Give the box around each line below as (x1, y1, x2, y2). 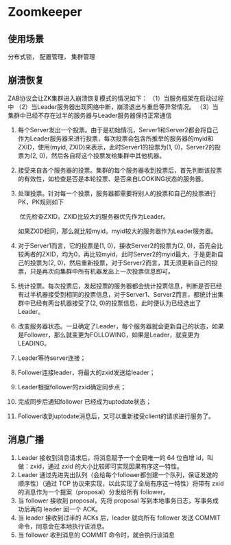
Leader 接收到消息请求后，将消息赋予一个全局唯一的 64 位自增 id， (17, 453, 208, 461)
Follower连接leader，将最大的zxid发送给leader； (17, 368, 156, 376)
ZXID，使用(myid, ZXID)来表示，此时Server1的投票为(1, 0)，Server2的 (17, 143, 215, 151)
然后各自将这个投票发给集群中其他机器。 (51, 152, 166, 160)
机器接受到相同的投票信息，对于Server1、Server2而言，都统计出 (36, 290, 218, 298)
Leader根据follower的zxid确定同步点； (17, 383, 126, 391)
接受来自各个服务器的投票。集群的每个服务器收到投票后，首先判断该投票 (17, 166, 222, 174)
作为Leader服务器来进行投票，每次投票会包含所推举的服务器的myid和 (17, 134, 214, 143)
